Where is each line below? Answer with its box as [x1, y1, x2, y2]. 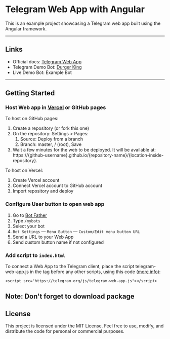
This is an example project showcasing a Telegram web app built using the [5, 20, 161, 26]
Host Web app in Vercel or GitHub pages [5, 104, 106, 111]
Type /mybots [12, 217, 40, 223]
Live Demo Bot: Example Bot [12, 69, 72, 76]
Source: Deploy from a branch [20, 136, 83, 142]
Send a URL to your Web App [12, 234, 74, 240]
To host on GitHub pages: [5, 116, 59, 122]
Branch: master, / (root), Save [20, 141, 82, 147]
